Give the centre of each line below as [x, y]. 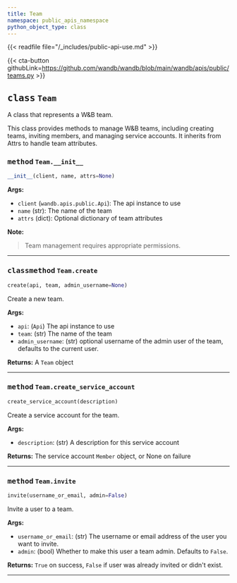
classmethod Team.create [53, 271]
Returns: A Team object [41, 362]
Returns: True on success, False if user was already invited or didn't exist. [115, 565]
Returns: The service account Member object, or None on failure [99, 456]
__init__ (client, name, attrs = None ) [61, 176]
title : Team [25, 14]
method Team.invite [42, 481]
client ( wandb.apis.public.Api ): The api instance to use [99, 203]
